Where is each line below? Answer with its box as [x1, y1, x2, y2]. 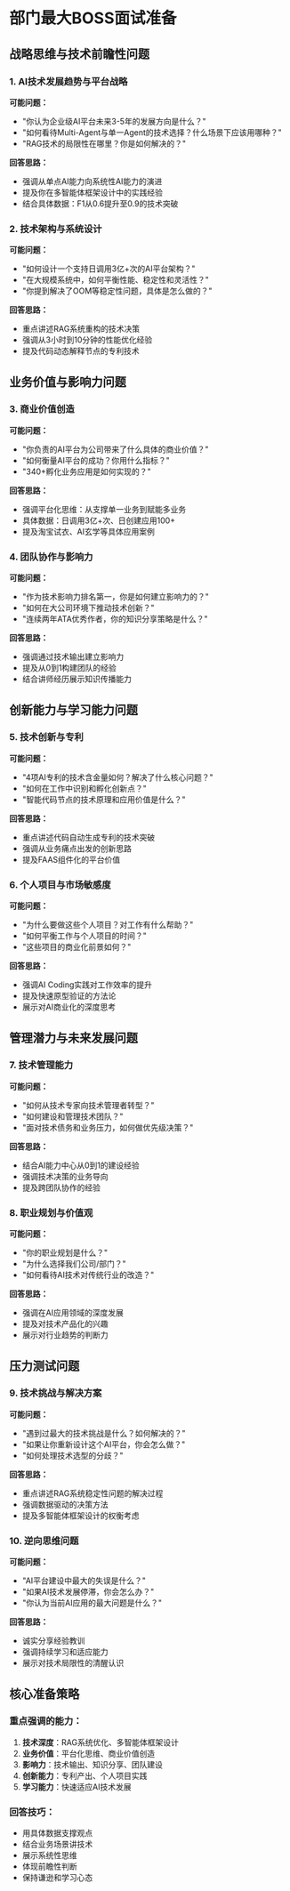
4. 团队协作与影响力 [9, 551, 93, 563]
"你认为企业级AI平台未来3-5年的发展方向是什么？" [21, 116, 206, 126]
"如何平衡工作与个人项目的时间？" [21, 930, 147, 941]
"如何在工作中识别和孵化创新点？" [21, 783, 147, 793]
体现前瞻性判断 [21, 1861, 77, 1872]
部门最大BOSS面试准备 [9, 8, 177, 28]
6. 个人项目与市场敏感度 [9, 878, 111, 890]
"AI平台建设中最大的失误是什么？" [21, 1575, 147, 1586]
